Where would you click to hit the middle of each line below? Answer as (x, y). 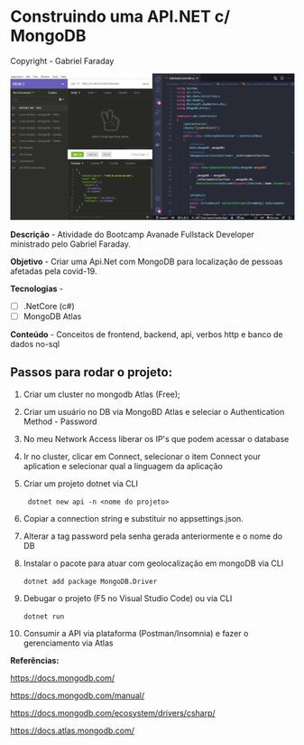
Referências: (35, 660)
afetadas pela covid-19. (54, 271)
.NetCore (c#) (49, 306)
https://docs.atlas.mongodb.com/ (72, 731)
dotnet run (44, 617)
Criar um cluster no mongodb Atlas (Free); (102, 394)
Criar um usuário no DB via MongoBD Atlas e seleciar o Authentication (154, 411)
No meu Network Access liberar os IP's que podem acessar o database (156, 439)
